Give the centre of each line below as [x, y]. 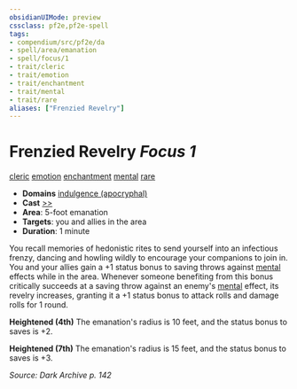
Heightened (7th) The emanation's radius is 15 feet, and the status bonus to [148, 349]
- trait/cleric [37, 67]
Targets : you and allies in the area [84, 222]
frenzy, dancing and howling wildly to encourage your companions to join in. [148, 258]
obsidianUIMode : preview [55, 17]
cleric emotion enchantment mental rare [82, 176]
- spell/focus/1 [39, 58]
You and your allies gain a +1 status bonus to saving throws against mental [145, 268]
